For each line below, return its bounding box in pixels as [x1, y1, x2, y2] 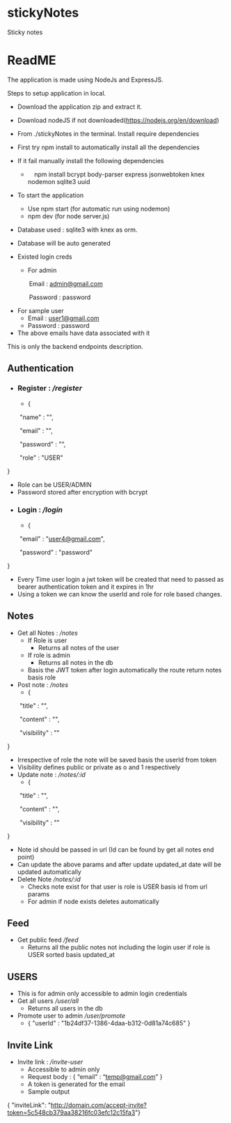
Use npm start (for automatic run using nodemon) [27, 204, 170, 213]
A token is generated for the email [27, 1080, 125, 1089]
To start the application [17, 190, 84, 199]
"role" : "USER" [19, 453, 64, 462]
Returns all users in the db [27, 1004, 103, 1013]
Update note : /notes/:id [17, 770, 86, 778]
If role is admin [27, 651, 71, 659]
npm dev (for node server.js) [27, 211, 110, 220]
